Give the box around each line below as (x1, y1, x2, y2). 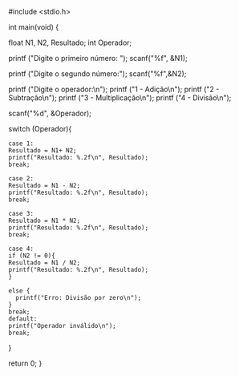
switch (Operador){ (8, 124, 72, 133)
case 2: (8, 175, 34, 183)
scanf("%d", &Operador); (8, 108, 92, 118)
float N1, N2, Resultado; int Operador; (8, 38, 132, 47)
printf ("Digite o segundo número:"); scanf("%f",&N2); (8, 69, 187, 79)
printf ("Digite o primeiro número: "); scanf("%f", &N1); (8, 54, 188, 63)
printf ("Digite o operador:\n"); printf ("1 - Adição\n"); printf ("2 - (8, 84, 220, 94)
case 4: (8, 245, 34, 253)
